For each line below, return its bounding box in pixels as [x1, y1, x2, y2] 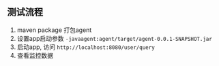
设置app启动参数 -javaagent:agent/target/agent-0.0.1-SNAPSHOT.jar [16, 34, 213, 42]
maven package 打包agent [16, 26, 92, 34]
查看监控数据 [16, 51, 53, 59]
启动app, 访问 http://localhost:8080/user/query [16, 43, 155, 51]
